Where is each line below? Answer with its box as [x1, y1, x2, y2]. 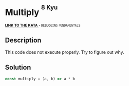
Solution [5, 64, 31, 72]
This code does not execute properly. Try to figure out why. [5, 49, 124, 55]
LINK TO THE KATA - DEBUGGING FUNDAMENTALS [5, 23, 81, 28]
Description [5, 36, 41, 44]
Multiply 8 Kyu [5, 3, 58, 18]
